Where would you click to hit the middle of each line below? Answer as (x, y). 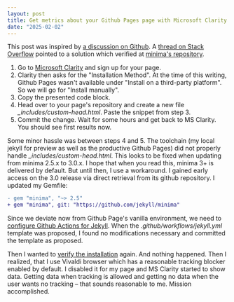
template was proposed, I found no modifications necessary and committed (116, 233)
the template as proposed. (45, 241)
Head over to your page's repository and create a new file (101, 105)
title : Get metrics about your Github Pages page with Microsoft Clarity (117, 20)
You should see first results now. (64, 128)
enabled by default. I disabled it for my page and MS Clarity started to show (116, 269)
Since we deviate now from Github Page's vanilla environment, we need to (115, 219)
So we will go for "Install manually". (68, 90)
